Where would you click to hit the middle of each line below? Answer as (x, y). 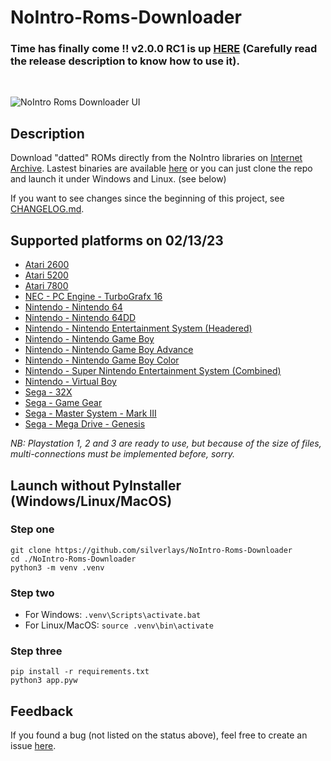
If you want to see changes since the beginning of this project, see (147, 198)
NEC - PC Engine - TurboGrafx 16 (93, 297)
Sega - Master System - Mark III (90, 413)
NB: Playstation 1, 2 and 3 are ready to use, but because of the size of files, (166, 443)
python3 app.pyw (44, 681)
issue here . (33, 746)
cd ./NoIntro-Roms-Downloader (73, 559)
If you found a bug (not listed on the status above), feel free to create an (159, 735)
